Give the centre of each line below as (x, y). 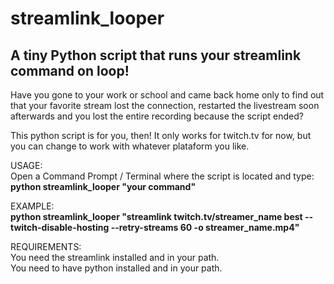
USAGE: (26, 165)
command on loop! (70, 70)
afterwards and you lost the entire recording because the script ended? (157, 116)
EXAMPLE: (32, 206)
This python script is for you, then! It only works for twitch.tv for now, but (161, 135)
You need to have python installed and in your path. (116, 268)
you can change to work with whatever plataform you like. (130, 146)
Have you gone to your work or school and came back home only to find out (167, 95)
